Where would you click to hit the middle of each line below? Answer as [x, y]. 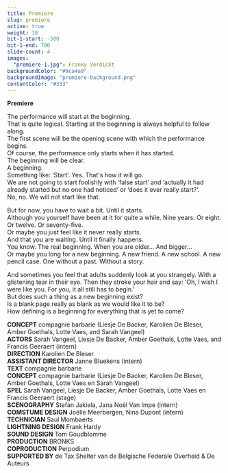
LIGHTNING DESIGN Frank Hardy [54, 427]
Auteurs [18, 463]
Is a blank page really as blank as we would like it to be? [86, 304]
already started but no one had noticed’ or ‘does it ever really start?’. [103, 190]
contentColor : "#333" [38, 84]
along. [16, 131]
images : [18, 58]
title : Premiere [30, 13]
